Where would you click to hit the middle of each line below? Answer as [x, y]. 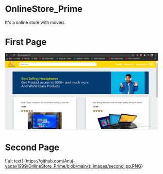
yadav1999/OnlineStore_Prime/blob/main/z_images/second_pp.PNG [73, 166]
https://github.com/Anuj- [50, 161]
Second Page [32, 148]
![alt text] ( [16, 161]
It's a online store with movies [35, 22]
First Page [26, 42]
